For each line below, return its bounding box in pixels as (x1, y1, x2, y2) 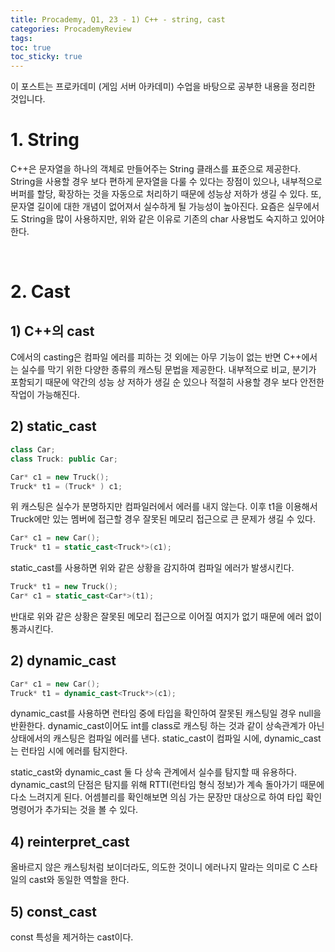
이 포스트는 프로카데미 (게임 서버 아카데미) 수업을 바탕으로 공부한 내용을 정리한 (10, 81, 316, 93)
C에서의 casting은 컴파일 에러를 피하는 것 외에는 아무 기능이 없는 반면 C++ (10, 351, 302, 363)
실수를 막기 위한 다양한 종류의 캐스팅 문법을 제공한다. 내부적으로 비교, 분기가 (20, 364, 317, 376)
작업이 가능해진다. (10, 389, 81, 401)
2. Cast (10, 281, 71, 303)
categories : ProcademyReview (10, 24, 132, 34)
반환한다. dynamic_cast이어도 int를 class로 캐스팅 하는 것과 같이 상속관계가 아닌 (10, 720, 325, 732)
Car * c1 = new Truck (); (10, 472, 110, 482)
